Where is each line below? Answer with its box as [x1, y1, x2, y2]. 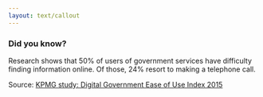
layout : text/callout [8, 11, 80, 20]
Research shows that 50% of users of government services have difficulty [8, 56, 253, 65]
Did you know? [8, 37, 67, 48]
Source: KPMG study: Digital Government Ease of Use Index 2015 [8, 80, 223, 89]
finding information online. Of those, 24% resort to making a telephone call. [8, 64, 257, 74]
